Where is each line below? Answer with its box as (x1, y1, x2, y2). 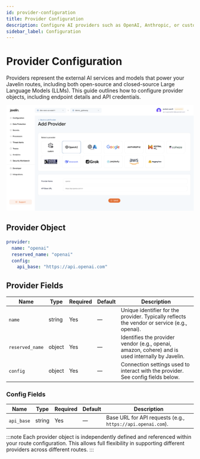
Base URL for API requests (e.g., (106, 414, 185, 421)
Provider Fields (6, 280, 64, 291)
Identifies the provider (121, 334, 175, 341)
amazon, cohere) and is (121, 347, 179, 354)
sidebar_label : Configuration (6, 29, 82, 34)
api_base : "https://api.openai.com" (17, 264, 108, 270)
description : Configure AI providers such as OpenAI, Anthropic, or (6, 22, 180, 28)
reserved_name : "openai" (11, 251, 73, 257)
